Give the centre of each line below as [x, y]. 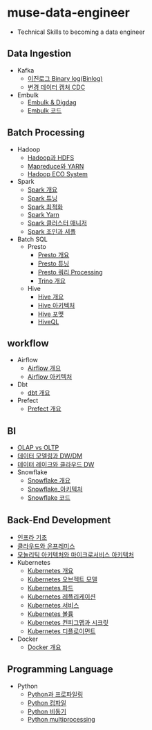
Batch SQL [32, 239]
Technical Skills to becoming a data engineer [81, 32]
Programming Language [60, 670]
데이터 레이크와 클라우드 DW [56, 465]
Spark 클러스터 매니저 [57, 223]
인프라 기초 [32, 537]
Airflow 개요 [44, 368]
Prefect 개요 [44, 409]
